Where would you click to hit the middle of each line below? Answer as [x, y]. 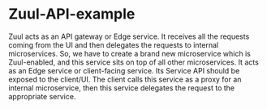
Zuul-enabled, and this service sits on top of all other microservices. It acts [134, 62]
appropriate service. [42, 96]
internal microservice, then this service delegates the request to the [122, 88]
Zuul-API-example [72, 14]
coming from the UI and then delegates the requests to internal [114, 44]
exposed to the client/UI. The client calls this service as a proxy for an [125, 79]
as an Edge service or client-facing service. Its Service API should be [124, 70]
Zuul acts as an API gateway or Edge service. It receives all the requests [129, 36]
